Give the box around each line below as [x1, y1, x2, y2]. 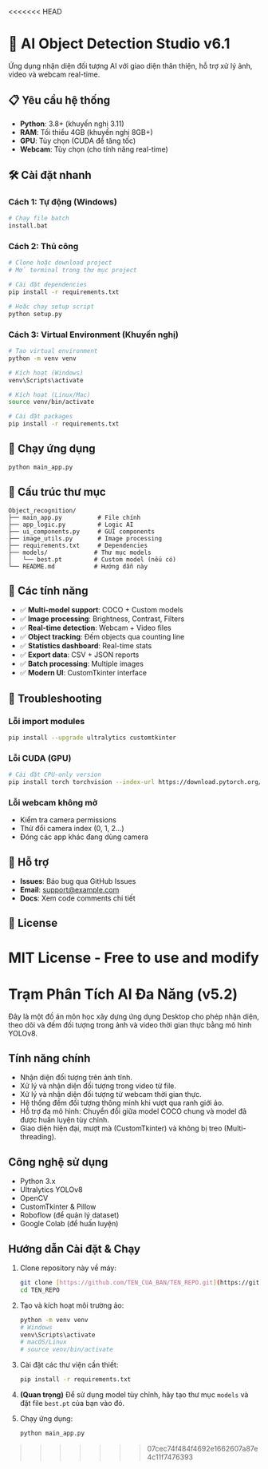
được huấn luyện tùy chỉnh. [19, 1115, 110, 1125]
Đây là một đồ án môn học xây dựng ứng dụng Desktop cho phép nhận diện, [8, 1012, 259, 1021]
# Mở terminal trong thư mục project [8, 267, 137, 275]
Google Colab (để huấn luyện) [19, 1219, 119, 1229]
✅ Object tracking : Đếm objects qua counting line [19, 632, 185, 642]
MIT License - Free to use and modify [8, 948, 259, 967]
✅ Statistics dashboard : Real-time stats [19, 641, 152, 651]
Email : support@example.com [19, 885, 120, 895]
